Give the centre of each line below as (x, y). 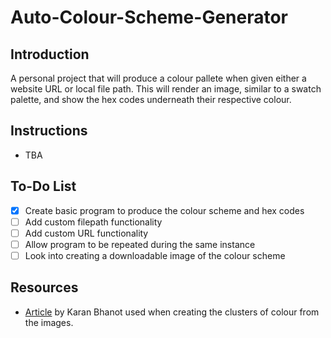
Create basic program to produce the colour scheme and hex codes (164, 210)
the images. (49, 322)
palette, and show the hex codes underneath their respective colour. (151, 99)
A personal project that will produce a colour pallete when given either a (158, 78)
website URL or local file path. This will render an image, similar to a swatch (166, 89)
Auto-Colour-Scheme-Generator (149, 17)
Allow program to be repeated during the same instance (140, 244)
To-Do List (43, 186)
